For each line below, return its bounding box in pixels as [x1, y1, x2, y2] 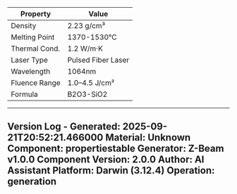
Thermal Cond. [11, 44, 61, 53]
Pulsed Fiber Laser [67, 56, 130, 65]
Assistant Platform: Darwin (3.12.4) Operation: [7, 164, 215, 176]
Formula [11, 89, 39, 99]
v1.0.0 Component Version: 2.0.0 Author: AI [7, 154, 205, 166]
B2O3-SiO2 [67, 89, 108, 99]
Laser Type [11, 56, 48, 65]
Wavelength [11, 67, 51, 76]
